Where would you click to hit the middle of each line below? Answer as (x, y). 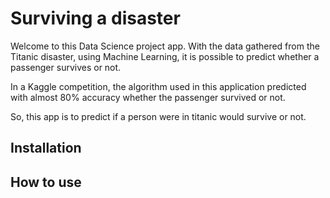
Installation (46, 148)
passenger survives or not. (66, 67)
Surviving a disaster (95, 18)
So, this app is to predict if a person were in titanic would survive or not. (158, 116)
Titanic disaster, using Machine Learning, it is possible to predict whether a (165, 56)
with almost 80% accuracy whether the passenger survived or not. (148, 97)
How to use (46, 182)
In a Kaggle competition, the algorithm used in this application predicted (158, 86)
